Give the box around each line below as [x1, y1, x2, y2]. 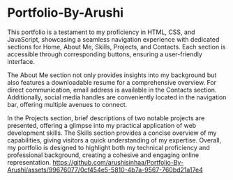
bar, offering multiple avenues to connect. [7, 100, 128, 108]
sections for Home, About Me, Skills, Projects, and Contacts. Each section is [7, 42, 226, 51]
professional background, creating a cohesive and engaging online [7, 151, 200, 159]
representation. [7, 158, 51, 166]
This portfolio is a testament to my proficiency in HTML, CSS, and [7, 28, 195, 36]
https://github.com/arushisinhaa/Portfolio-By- [52, 158, 184, 166]
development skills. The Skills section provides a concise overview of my [7, 129, 217, 137]
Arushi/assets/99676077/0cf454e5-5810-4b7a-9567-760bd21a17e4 [7, 165, 204, 174]
